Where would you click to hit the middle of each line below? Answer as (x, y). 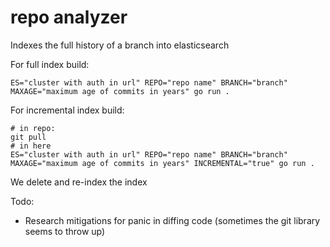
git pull (28, 137)
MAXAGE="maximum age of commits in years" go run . (120, 91)
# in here (31, 146)
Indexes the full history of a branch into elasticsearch (120, 45)
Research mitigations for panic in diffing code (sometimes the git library (172, 220)
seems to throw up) (65, 231)
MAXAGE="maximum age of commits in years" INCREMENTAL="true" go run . (162, 163)
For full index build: (50, 64)
